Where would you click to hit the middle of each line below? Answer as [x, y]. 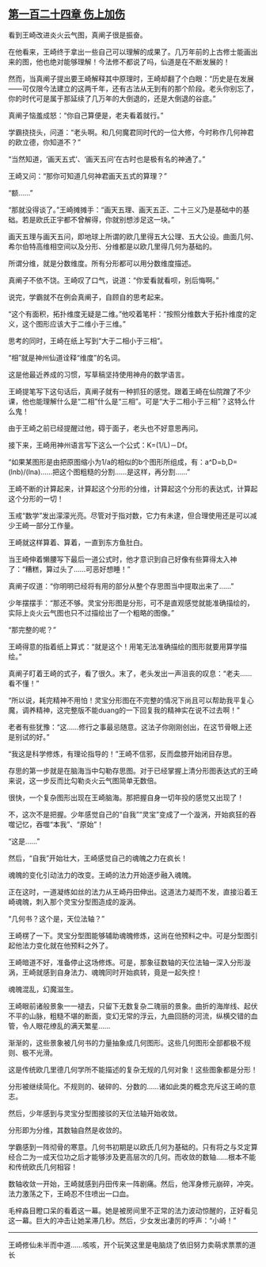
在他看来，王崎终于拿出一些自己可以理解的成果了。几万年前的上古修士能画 [129, 52]
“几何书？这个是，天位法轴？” [57, 918]
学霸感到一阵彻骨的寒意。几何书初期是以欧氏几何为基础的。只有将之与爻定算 [133, 1147]
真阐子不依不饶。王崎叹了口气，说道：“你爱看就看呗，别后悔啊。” [114, 280]
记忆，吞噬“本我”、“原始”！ [59, 824]
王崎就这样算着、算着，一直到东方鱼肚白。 [78, 542]
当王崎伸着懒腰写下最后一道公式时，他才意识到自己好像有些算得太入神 [123, 559]
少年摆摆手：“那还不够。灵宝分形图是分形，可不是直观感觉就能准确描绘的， [131, 603]
